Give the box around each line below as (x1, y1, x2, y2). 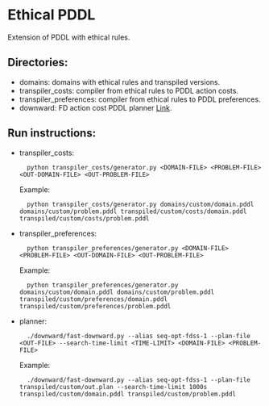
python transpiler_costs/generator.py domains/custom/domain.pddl (27, 200, 255, 208)
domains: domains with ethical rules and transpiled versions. (19, 77, 221, 86)
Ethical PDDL (7, 6, 96, 24)
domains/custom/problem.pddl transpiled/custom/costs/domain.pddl (19, 207, 247, 216)
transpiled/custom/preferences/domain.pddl (19, 295, 168, 303)
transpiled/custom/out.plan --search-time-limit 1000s (19, 383, 208, 391)
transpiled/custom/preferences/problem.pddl (19, 302, 172, 310)
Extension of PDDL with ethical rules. (7, 32, 130, 42)
